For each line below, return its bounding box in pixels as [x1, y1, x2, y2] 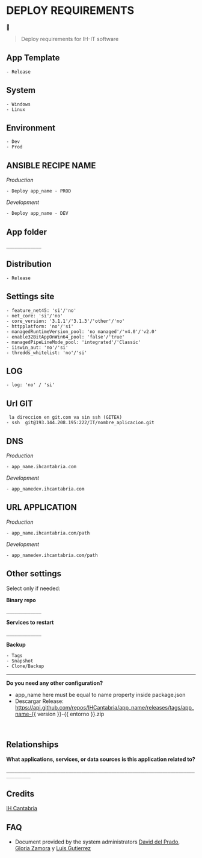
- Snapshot [6, 658, 34, 664]
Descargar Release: [14, 698, 64, 705]
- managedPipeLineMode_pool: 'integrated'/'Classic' [6, 339, 141, 345]
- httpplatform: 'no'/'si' [6, 323, 74, 329]
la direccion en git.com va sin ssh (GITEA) [8, 415, 122, 421]
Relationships [6, 740, 59, 750]
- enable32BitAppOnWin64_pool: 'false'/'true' [6, 334, 125, 340]
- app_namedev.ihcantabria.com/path [6, 552, 98, 558]
